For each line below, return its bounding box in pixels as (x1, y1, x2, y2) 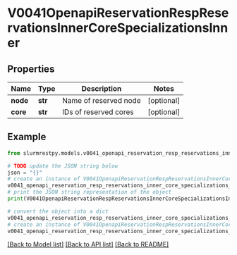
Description (81, 84, 122, 93)
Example (7, 131, 47, 143)
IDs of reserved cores (62, 107, 134, 117)
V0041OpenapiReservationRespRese (7, 5, 229, 21)
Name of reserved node (62, 96, 141, 105)
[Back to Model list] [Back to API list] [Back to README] (7, 240, 169, 249)
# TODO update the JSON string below (7, 162, 119, 170)
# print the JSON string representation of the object (7, 189, 172, 196)
